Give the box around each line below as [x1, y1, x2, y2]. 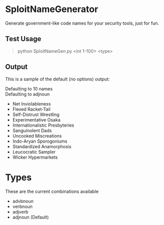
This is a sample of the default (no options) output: [5, 76, 110, 82]
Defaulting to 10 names [5, 85, 53, 91]
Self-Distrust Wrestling [12, 111, 60, 118]
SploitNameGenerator [5, 4, 99, 15]
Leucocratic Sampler [12, 149, 56, 155]
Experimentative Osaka [12, 117, 61, 123]
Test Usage [5, 35, 42, 43]
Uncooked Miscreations [12, 133, 62, 139]
